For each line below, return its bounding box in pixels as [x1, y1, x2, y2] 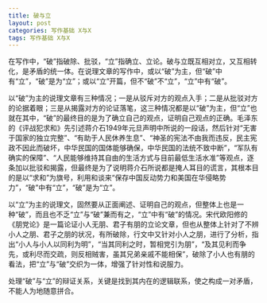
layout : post [8, 19, 52, 27]
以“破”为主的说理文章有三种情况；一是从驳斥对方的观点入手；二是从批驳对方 [8, 93, 258, 103]
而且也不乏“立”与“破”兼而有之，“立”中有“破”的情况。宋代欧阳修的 [35, 210, 248, 219]
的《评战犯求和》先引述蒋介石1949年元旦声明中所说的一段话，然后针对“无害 [8, 123, 257, 133]
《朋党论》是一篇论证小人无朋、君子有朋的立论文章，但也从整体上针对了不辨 [8, 219, 259, 229]
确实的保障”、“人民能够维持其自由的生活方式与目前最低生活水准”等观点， [8, 153, 248, 163]
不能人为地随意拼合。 [8, 286, 78, 296]
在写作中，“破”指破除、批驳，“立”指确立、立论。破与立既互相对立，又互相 [8, 56, 250, 66]
